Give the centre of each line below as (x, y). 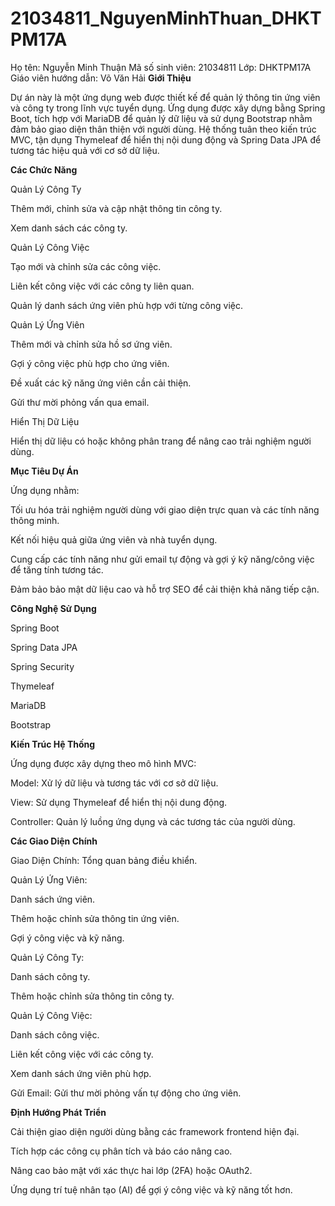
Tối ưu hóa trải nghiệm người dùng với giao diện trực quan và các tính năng (165, 509)
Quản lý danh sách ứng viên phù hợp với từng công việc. (126, 305)
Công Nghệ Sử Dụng (53, 608)
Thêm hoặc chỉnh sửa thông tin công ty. (92, 996)
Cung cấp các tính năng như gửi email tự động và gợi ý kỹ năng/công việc (162, 559)
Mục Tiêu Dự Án (44, 471)
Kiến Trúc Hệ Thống (53, 744)
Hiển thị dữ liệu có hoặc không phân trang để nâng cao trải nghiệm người (161, 441)
